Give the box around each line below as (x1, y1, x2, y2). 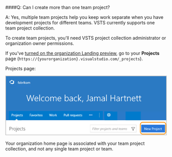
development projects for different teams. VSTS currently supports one (5, 20, 155, 25)
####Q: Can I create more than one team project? (5, 5, 110, 10)
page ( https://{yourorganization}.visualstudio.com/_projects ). (5, 56, 143, 62)
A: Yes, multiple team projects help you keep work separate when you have (5, 14, 164, 20)
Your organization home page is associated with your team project (5, 140, 145, 147)
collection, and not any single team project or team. (5, 146, 114, 152)
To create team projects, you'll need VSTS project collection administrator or (5, 35, 166, 41)
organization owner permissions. (5, 40, 75, 46)
